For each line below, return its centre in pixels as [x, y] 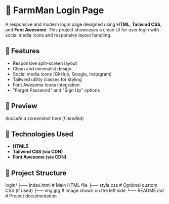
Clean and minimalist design [42, 68]
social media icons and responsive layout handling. [58, 35]
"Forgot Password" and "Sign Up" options [56, 90]
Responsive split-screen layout [45, 63]
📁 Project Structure [36, 173]
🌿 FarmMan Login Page [55, 10]
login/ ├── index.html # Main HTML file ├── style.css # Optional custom [81, 185]
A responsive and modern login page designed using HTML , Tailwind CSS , [83, 24]
